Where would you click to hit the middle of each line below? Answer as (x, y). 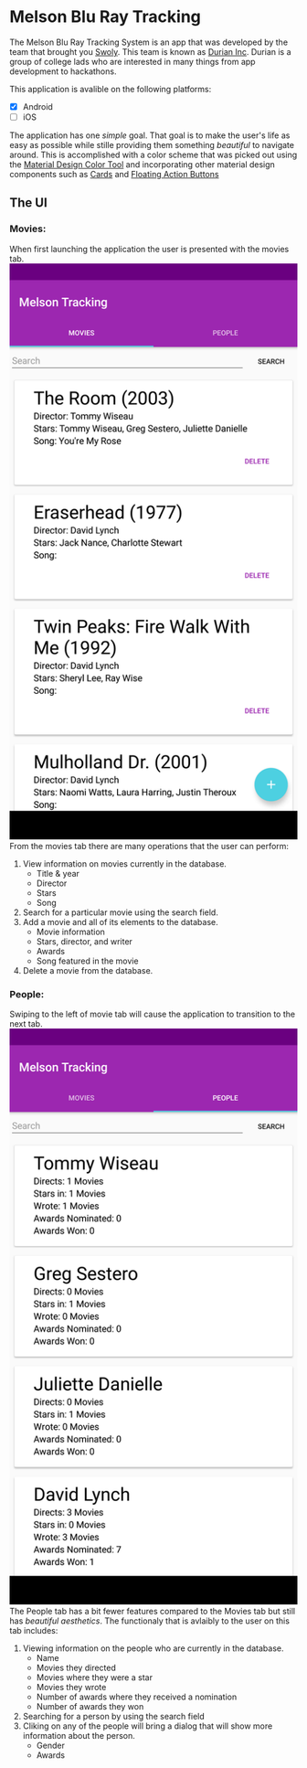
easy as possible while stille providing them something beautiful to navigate (152, 145)
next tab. (26, 1024)
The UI (28, 203)
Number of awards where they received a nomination (137, 1697)
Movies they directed (76, 1668)
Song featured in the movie (87, 961)
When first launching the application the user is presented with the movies (149, 249)
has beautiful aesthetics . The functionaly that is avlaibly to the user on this (150, 1621)
